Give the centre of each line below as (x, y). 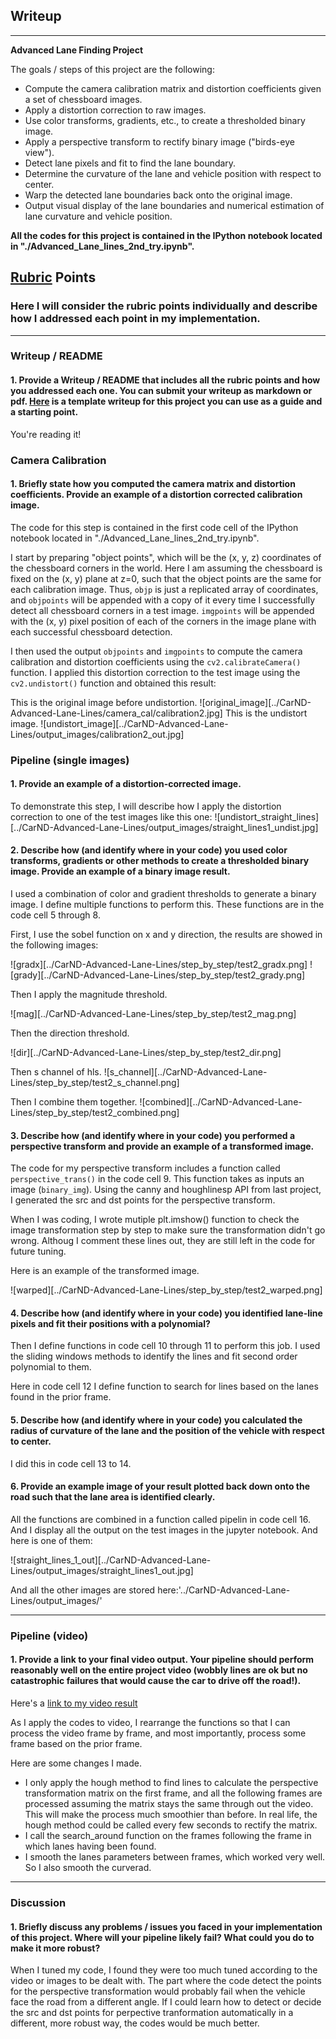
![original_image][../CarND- (255, 702)
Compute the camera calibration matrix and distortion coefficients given (173, 88)
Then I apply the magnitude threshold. (89, 995)
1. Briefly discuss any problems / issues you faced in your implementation (166, 1926)
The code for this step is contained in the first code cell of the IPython (154, 527)
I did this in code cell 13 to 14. (71, 1463)
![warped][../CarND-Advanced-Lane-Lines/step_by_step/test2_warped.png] (166, 1290)
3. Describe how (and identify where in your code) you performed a (153, 1135)
